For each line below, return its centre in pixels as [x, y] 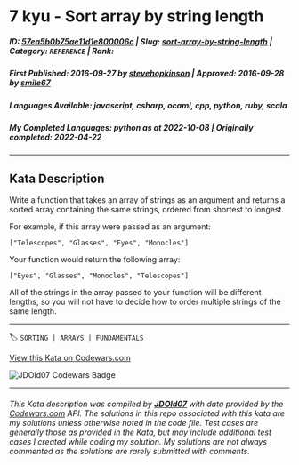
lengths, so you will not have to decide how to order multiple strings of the [145, 302]
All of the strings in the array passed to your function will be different [135, 293]
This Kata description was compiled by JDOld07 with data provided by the [146, 404]
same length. [33, 311]
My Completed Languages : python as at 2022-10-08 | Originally [131, 127]
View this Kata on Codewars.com [70, 358]
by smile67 [30, 83]
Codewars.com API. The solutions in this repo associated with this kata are [147, 413]
